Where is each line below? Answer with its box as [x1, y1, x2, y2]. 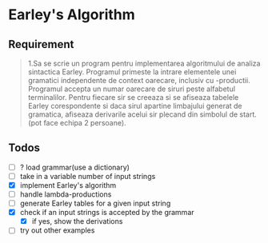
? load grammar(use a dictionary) [19, 162, 130, 172]
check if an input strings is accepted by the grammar [19, 208, 194, 217]
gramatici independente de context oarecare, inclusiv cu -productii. [27, 76, 250, 85]
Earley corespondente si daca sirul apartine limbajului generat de [27, 102, 242, 110]
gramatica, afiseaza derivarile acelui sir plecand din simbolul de [27, 110, 238, 119]
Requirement [8, 38, 74, 51]
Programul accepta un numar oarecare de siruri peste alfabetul [27, 84, 236, 94]
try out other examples [19, 225, 95, 235]
